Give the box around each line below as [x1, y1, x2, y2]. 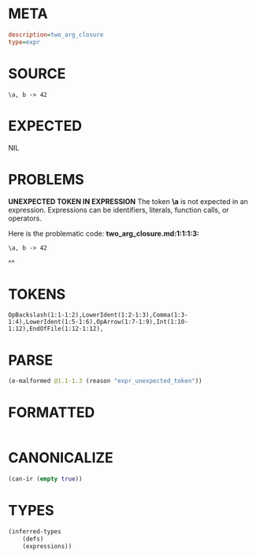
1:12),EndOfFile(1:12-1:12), [8, 325, 104, 333]
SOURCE [8, 65, 66, 83]
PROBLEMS [8, 170, 84, 188]
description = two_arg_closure [8, 31, 104, 39]
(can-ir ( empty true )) [8, 475, 83, 483]
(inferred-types [8, 527, 61, 536]
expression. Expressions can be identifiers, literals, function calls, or [8, 205, 230, 214]
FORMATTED [8, 403, 95, 421]
